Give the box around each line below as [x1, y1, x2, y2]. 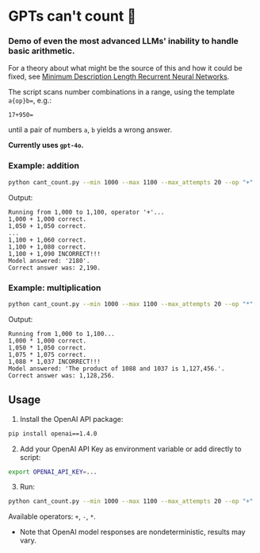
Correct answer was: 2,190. [8, 264, 101, 272]
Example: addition [8, 160, 79, 172]
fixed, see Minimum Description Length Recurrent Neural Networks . [8, 72, 230, 82]
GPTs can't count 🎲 [8, 7, 137, 25]
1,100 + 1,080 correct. [8, 242, 87, 251]
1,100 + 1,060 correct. [8, 236, 87, 244]
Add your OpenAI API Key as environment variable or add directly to [19, 444, 242, 454]
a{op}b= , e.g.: [8, 95, 52, 106]
